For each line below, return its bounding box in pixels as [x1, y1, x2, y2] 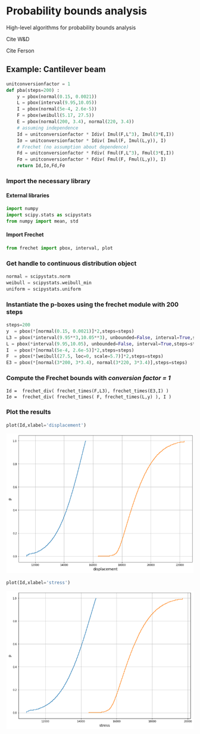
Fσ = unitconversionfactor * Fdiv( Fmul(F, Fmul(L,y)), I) [17, 156, 167, 162]
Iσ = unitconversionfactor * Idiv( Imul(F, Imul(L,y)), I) [17, 137, 167, 144]
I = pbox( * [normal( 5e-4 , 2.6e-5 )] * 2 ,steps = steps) [6, 347, 135, 353]
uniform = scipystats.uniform [6, 286, 82, 292]
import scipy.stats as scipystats [6, 212, 92, 218]
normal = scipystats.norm [6, 273, 70, 280]
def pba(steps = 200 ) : [6, 87, 60, 93]
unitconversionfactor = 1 [6, 81, 70, 87]
